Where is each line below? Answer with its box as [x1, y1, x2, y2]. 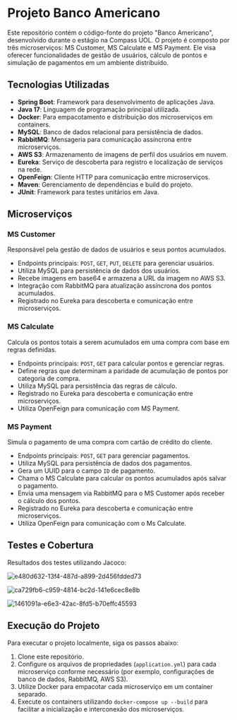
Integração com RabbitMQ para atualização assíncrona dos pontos [17, 281, 212, 290]
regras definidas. [7, 345, 57, 354]
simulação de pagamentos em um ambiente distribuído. [7, 58, 169, 66]
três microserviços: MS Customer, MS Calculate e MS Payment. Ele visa [7, 43, 217, 52]
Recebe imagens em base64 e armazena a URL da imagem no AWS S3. [17, 274, 226, 283]
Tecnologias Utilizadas [7, 79, 110, 91]
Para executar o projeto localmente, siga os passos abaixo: [7, 638, 178, 647]
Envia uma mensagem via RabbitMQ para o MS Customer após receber [17, 489, 225, 497]
